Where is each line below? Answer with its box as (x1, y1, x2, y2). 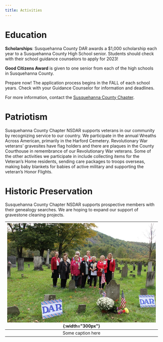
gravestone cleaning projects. (5, 212, 65, 218)
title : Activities (5, 8, 42, 13)
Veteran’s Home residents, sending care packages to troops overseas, (5, 158, 146, 164)
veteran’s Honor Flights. (5, 169, 52, 174)
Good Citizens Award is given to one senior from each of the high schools (5, 65, 154, 71)
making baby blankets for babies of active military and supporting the (5, 163, 144, 170)
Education (5, 29, 47, 40)
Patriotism (5, 111, 48, 122)
